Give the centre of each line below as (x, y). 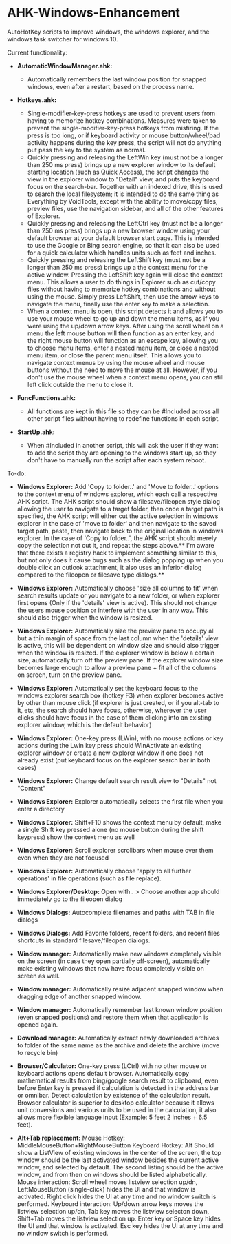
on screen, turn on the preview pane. (69, 675)
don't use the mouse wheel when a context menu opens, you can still (125, 377)
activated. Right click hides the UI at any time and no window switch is (117, 1196)
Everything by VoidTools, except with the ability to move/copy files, (122, 201)
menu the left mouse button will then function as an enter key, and (121, 333)
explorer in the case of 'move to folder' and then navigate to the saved (117, 523)
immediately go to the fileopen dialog (69, 899)
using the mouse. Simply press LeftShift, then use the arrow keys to (123, 296)
